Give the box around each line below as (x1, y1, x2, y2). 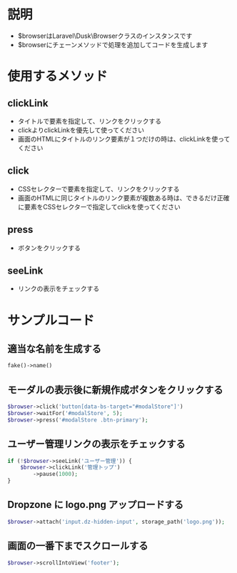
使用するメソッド (7, 69, 109, 84)
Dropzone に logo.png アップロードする (7, 499, 184, 511)
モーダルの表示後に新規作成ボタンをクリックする (7, 384, 223, 396)
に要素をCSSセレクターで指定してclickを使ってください (17, 202, 181, 211)
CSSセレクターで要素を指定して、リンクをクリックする (17, 184, 180, 193)
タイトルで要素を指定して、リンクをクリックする (17, 116, 162, 125)
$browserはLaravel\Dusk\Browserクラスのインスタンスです (17, 31, 193, 40)
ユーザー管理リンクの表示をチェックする (7, 438, 186, 450)
